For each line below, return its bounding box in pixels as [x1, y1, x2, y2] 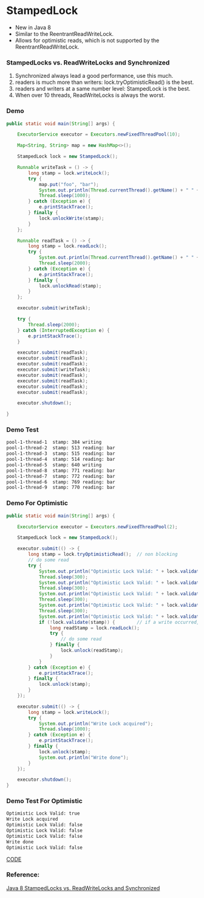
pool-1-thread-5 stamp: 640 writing [6, 461, 102, 468]
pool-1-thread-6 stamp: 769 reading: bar [6, 478, 115, 485]
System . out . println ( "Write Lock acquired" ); [38, 720, 154, 727]
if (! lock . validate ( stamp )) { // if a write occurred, [38, 619, 200, 625]
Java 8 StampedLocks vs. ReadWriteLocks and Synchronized [6, 884, 160, 891]
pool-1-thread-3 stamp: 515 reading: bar [6, 451, 115, 457]
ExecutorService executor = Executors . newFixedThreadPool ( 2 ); [17, 523, 178, 530]
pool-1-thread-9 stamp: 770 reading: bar [6, 485, 115, 491]
